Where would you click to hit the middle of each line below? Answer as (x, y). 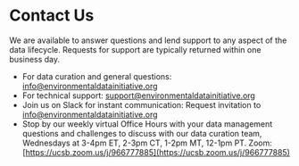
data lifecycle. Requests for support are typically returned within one (135, 49)
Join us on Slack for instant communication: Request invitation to (141, 104)
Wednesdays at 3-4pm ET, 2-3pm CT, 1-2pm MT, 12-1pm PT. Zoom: (147, 143)
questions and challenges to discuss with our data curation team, (142, 133)
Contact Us (52, 16)
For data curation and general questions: (97, 76)
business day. (35, 59)
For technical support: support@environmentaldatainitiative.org (139, 95)
